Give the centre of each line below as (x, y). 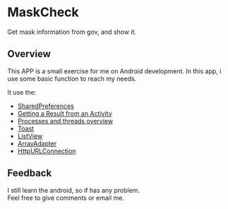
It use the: (22, 92)
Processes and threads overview (65, 121)
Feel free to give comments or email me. (66, 198)
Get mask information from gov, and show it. (72, 32)
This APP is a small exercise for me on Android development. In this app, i (114, 71)
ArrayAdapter (37, 143)
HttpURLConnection (47, 151)
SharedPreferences (46, 106)
